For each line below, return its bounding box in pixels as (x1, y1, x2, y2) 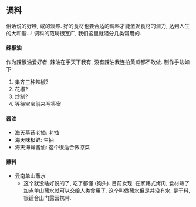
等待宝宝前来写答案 (14, 101, 62, 108)
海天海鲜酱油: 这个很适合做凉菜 (14, 143, 90, 151)
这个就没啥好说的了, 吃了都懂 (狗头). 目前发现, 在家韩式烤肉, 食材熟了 (23, 180, 190, 187)
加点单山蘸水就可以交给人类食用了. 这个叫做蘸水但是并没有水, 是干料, (23, 187, 191, 194)
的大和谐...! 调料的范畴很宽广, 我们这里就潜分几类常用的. (6, 29, 142, 36)
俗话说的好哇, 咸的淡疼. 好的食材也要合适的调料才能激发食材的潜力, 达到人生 (6, 22, 190, 29)
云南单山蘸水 (14, 172, 46, 179)
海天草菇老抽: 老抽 (14, 129, 59, 136)
